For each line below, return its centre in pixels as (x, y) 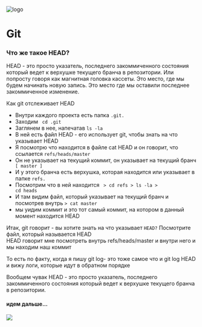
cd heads (26, 191)
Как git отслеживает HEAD (41, 104)
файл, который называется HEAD (49, 234)
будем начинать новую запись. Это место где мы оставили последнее (98, 86)
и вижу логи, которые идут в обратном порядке (68, 265)
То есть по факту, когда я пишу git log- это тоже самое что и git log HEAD (101, 259)
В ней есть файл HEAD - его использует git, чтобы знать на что (96, 135)
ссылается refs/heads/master (53, 154)
